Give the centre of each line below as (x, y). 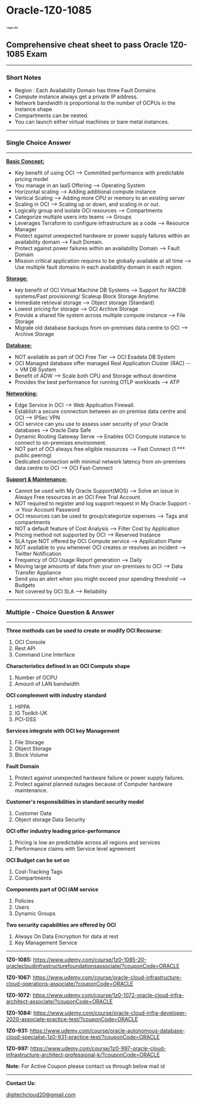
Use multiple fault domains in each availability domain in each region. (99, 267)
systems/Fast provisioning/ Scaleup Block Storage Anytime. (87, 296)
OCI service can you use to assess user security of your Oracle (91, 424)
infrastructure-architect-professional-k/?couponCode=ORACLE (83, 1054)
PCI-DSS (25, 719)
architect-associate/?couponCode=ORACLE (60, 1001)
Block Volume (31, 754)
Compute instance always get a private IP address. (76, 97)
